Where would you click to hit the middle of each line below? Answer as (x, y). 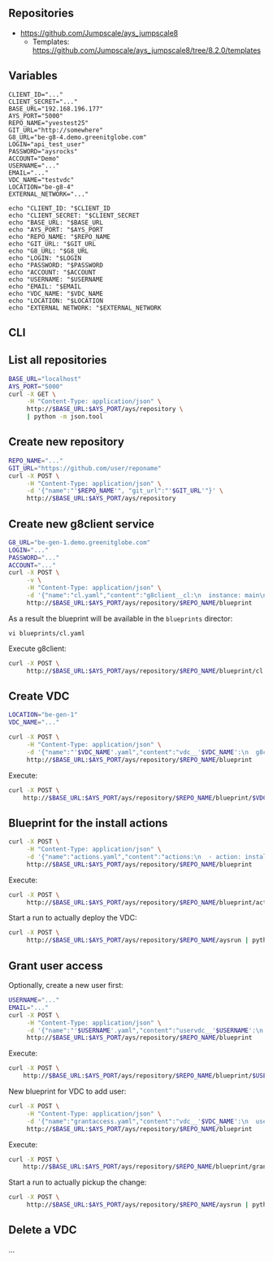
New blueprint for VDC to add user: (67, 1091)
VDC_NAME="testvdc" (41, 180)
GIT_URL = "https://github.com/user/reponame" (85, 468)
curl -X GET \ (32, 394)
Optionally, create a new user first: (66, 986)
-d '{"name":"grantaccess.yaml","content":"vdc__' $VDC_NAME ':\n (138, 1121)
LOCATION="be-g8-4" (41, 187)
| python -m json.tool (65, 417)
